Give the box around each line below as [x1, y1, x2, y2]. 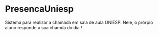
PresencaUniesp [5, 3, 74, 15]
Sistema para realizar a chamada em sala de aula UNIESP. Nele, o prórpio [5, 19, 153, 25]
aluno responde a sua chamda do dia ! [5, 24, 82, 30]
